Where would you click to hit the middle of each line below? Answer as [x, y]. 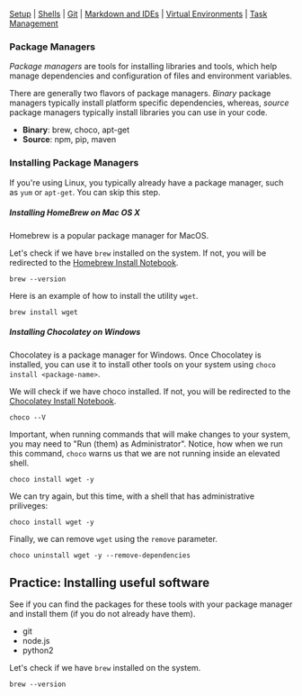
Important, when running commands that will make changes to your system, [150, 434]
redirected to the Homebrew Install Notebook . [94, 262]
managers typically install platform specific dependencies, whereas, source [149, 103]
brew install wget [44, 312]
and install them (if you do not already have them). [102, 614]
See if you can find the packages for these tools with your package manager [151, 604]
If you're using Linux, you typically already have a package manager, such [147, 182]
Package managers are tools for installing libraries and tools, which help [143, 67]
